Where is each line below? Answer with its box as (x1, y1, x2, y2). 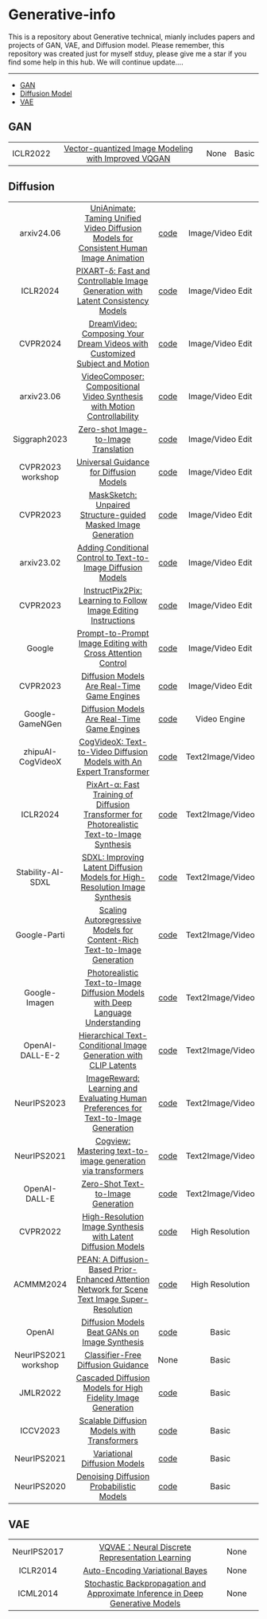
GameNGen (18, 718, 62, 729)
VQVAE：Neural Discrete (99, 1542, 192, 1553)
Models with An (83, 756, 142, 767)
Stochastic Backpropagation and (84, 1578, 207, 1590)
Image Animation (81, 252, 145, 264)
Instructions (91, 615, 135, 626)
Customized (90, 348, 136, 359)
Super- (120, 1293, 149, 1304)
